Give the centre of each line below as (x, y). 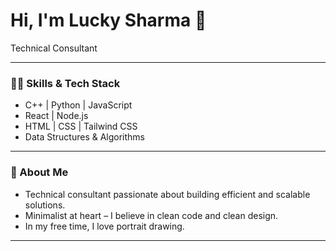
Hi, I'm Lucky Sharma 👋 (108, 20)
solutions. (45, 205)
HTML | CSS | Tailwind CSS (81, 126)
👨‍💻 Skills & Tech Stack (65, 83)
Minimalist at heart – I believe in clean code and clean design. (151, 215)
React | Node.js (56, 116)
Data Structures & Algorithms (84, 137)
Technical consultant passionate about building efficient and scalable (167, 194)
